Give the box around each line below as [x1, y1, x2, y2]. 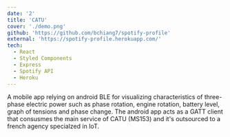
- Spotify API [13, 67, 54, 74]
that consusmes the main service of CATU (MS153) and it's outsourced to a [7, 115, 221, 123]
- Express [13, 61, 41, 68]
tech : [7, 42, 23, 49]
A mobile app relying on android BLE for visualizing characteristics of [7, 93, 203, 101]
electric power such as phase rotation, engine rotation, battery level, [26, 101, 220, 109]
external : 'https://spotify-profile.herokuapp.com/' [7, 36, 162, 43]
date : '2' [7, 10, 36, 17]
